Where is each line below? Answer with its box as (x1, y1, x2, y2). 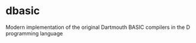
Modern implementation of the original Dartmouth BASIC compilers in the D (5, 24, 191, 31)
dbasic (5, 4, 40, 18)
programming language (5, 29, 63, 37)
